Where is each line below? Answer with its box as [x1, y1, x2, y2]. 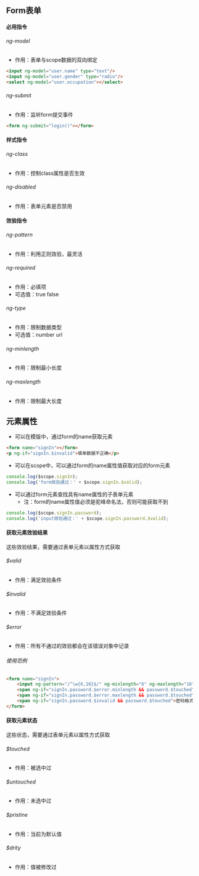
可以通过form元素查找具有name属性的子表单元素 [14, 491, 134, 498]
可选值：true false [14, 290, 59, 298]
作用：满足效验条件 [14, 576, 62, 583]
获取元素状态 [6, 717, 37, 724]
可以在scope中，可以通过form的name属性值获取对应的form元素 [14, 462, 171, 469]
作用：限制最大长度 [14, 397, 62, 404]
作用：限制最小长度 [14, 364, 62, 372]
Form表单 [6, 5, 41, 16]
